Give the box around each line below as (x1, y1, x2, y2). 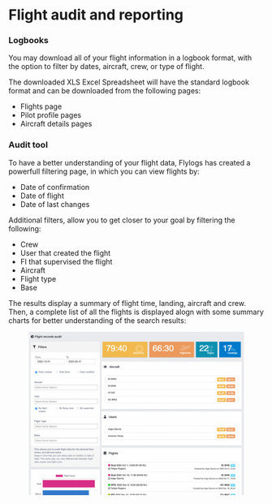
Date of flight (19, 191, 65, 200)
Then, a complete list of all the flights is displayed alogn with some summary (8, 307, 264, 317)
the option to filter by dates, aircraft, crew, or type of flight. (8, 62, 205, 71)
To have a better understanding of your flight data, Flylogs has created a (8, 157, 251, 167)
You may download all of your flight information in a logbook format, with (8, 53, 253, 62)
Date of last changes (19, 199, 90, 209)
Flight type (19, 274, 57, 283)
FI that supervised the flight (19, 256, 113, 266)
